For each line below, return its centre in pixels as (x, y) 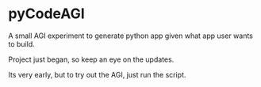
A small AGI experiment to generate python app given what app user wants (131, 36)
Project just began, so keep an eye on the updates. (91, 59)
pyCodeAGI (46, 14)
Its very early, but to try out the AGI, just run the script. (97, 74)
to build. (22, 43)
